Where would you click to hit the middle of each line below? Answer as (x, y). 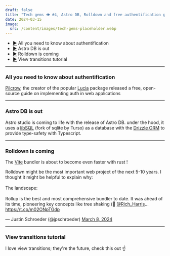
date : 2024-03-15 (24, 19)
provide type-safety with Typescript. (44, 133)
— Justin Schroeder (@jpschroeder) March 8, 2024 (59, 219)
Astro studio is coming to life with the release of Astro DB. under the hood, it (85, 122)
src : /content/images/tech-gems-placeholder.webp (63, 29)
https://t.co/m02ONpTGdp (33, 209)
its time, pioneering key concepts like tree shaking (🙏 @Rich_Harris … (77, 204)
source (13, 94)
